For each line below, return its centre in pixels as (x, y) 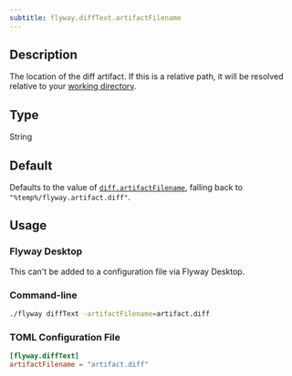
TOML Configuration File (65, 337)
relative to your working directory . (73, 86)
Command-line (43, 295)
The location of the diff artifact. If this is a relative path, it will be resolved (147, 76)
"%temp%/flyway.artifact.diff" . (70, 198)
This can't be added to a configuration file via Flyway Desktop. (127, 271)
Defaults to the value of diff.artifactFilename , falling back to (126, 188)
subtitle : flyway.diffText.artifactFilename (95, 18)
